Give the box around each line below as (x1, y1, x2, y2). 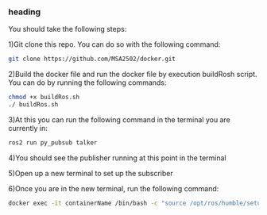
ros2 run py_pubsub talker (8, 138, 98, 147)
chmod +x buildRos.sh (8, 94, 80, 102)
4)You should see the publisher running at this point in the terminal (8, 153, 226, 163)
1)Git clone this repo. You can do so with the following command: (8, 40, 221, 49)
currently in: (8, 123, 48, 132)
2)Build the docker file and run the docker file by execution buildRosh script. (8, 70, 257, 79)
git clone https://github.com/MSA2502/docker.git (8, 55, 176, 63)
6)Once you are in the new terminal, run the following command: (8, 183, 219, 193)
